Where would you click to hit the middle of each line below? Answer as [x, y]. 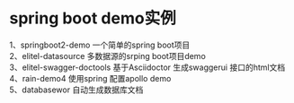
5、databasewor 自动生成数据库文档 [76, 90]
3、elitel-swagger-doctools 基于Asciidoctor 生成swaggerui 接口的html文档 [147, 67]
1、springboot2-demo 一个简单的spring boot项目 [100, 45]
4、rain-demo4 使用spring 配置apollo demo [90, 78]
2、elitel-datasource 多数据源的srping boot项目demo [108, 56]
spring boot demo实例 [93, 18]
